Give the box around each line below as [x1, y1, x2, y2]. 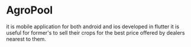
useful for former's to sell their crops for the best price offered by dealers [6, 29, 185, 36]
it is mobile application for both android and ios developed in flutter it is [6, 23, 179, 30]
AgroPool [6, 4, 53, 17]
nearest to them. [6, 35, 46, 42]
